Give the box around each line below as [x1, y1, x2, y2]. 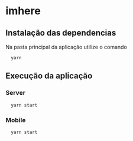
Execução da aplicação [5, 71, 93, 81]
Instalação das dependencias [5, 28, 116, 38]
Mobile [5, 116, 26, 124]
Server [5, 89, 26, 97]
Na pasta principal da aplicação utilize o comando [5, 43, 128, 50]
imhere [5, 4, 41, 18]
